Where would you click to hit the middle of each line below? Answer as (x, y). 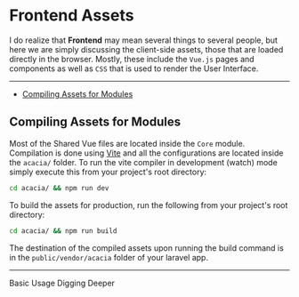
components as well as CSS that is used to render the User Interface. (134, 68)
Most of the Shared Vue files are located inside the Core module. (127, 143)
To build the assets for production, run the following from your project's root (149, 205)
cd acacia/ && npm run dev (59, 188)
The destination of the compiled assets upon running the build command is (147, 248)
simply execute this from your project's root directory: (108, 172)
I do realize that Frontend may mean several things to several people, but (144, 40)
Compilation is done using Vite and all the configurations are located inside (146, 153)
